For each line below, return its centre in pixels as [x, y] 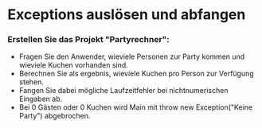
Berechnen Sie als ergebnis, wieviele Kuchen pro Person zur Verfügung [136, 74]
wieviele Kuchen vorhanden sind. [73, 65]
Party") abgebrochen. [55, 116]
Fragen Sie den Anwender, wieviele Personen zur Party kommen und [132, 56]
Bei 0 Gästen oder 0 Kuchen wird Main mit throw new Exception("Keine [135, 107]
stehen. [31, 82]
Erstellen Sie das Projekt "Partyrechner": [89, 40]
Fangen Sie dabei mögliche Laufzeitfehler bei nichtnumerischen [123, 91]
